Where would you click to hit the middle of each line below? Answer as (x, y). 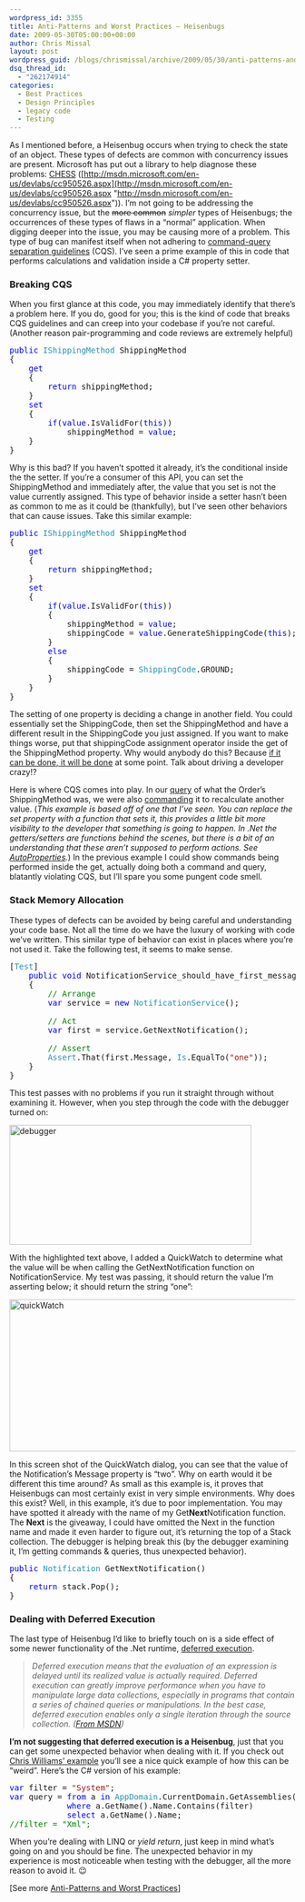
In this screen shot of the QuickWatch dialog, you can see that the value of (149, 1464)
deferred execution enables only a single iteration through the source (161, 1715)
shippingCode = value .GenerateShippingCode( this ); (182, 633)
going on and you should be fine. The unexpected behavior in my (131, 1851)
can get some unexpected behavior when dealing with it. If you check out (147, 1751)
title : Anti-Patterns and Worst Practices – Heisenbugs (117, 26)
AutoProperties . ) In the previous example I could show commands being (144, 857)
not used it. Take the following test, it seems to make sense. (121, 949)
